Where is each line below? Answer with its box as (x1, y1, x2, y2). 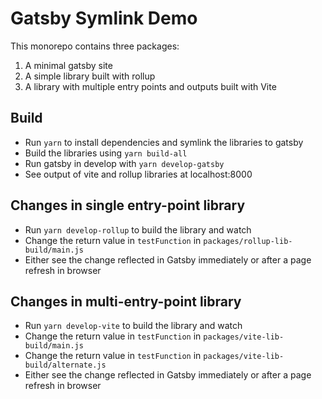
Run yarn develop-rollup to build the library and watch (24, 223, 252, 236)
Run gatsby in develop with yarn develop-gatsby (24, 157, 225, 169)
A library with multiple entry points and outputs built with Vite (24, 80, 277, 92)
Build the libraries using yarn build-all (24, 147, 188, 159)
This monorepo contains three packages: (10, 40, 180, 52)
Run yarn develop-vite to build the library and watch (24, 320, 243, 332)
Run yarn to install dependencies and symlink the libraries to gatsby (24, 136, 304, 148)
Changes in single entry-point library (10, 197, 246, 214)
